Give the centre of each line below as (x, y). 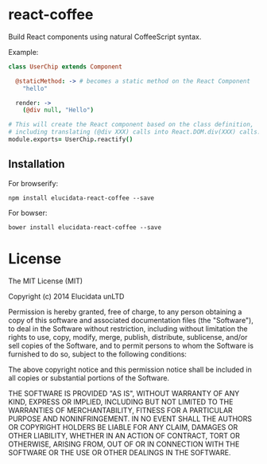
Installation (37, 164)
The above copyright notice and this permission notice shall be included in (130, 369)
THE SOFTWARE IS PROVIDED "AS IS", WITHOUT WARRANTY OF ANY (124, 393)
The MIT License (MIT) (46, 281)
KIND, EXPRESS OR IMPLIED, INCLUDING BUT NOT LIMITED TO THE (121, 402)
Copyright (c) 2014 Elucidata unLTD (66, 296)
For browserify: (33, 183)
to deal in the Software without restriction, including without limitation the (128, 329)
